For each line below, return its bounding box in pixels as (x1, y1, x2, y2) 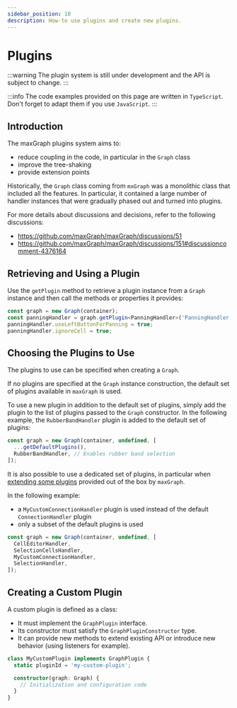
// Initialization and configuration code (20, 681, 147, 688)
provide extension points (17, 168, 90, 177)
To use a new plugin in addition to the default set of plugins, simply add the (7, 401, 226, 409)
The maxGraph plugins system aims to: (7, 139, 122, 148)
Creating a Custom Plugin (7, 586, 122, 598)
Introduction (7, 120, 64, 132)
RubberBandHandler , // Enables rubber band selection (13, 450, 175, 458)
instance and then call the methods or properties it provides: (7, 294, 184, 302)
